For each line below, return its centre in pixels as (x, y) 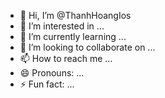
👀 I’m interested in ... (62, 26)
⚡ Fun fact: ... (47, 84)
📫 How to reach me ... (66, 58)
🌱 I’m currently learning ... (73, 36)
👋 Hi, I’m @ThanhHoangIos (75, 15)
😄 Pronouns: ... (52, 73)
